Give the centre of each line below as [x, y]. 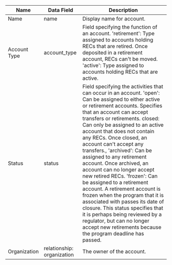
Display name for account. [114, 19]
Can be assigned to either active [121, 99]
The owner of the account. [114, 251]
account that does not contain [118, 131]
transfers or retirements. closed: [121, 118]
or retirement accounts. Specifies [122, 106]
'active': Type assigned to [113, 65]
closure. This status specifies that [123, 208]
